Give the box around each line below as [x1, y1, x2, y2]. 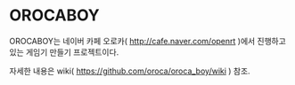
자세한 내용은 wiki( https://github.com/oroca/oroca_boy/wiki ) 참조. [9, 66, 251, 76]
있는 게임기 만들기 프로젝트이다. [9, 46, 119, 58]
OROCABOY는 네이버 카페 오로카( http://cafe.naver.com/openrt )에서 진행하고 [9, 35, 287, 46]
